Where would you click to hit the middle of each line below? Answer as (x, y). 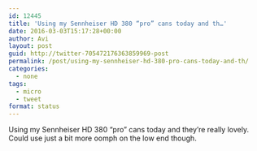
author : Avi (28, 39)
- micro (29, 91)
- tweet (29, 99)
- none (27, 76)
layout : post (30, 46)
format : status (34, 106)
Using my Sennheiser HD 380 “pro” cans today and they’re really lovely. (129, 130)
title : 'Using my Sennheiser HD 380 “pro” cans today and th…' (118, 24)
